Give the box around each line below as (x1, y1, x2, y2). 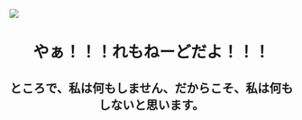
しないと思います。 (98, 97, 205, 112)
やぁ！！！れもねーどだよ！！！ (32, 42, 270, 63)
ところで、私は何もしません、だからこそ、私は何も (9, 81, 294, 96)
